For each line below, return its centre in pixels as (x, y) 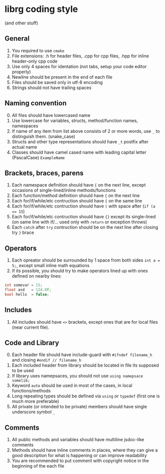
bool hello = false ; (27, 294)
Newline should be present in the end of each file (62, 77)
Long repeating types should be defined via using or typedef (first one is (86, 396)
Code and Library (32, 343)
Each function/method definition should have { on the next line (76, 195)
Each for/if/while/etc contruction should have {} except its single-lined (84, 217)
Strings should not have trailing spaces (52, 88)
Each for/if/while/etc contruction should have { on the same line (77, 201)
